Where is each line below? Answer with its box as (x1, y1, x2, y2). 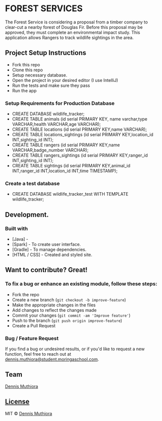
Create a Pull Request (12, 322, 56, 328)
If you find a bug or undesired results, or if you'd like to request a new (5, 346, 145, 352)
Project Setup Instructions (5, 49, 87, 57)
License (5, 398, 30, 406)
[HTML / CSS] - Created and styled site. (12, 252, 92, 258)
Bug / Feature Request (5, 335, 59, 341)
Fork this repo (12, 61, 40, 67)
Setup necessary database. (12, 72, 67, 78)
